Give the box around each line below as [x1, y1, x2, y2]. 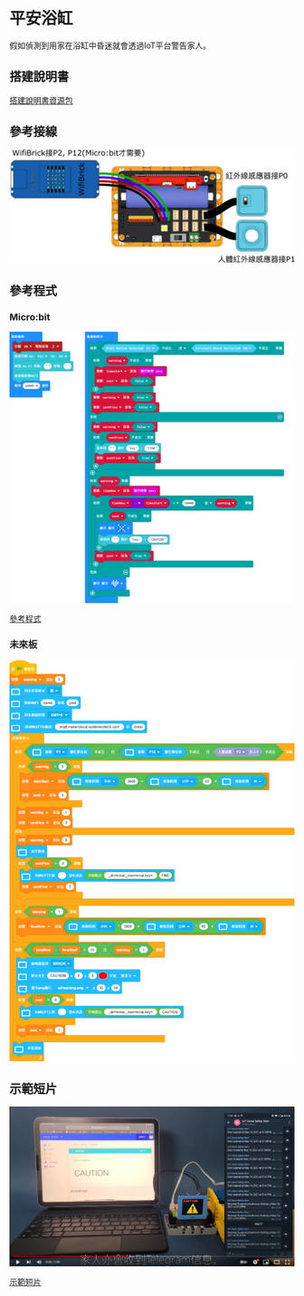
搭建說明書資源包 [9, 94, 73, 105]
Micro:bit [9, 310, 51, 323]
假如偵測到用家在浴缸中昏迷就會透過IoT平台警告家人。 [9, 40, 212, 51]
